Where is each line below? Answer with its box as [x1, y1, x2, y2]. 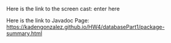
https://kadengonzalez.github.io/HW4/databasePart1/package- [6, 24, 165, 30]
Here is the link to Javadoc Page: [6, 17, 90, 24]
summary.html [6, 30, 43, 37]
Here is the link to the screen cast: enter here [6, 5, 120, 12]
